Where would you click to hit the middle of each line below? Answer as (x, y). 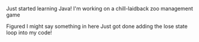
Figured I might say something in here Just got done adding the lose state (97, 26)
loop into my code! (29, 33)
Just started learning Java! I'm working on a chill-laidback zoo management (99, 9)
